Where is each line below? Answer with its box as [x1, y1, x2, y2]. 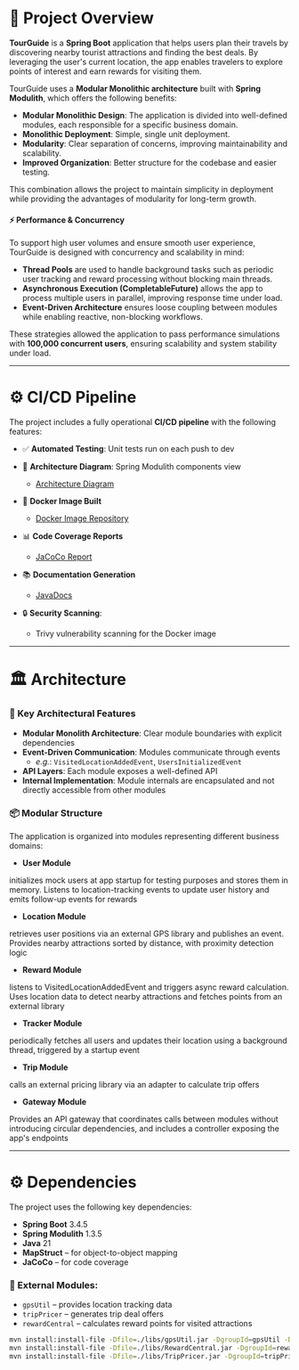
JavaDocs [35, 590, 73, 600]
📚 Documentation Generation [21, 569, 136, 580]
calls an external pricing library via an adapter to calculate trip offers [9, 1079, 260, 1089]
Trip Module [21, 1062, 69, 1072]
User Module [21, 857, 71, 868]
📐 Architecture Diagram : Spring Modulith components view [21, 461, 242, 472]
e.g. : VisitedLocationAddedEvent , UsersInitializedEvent [35, 756, 242, 767]
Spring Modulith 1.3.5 [21, 1228, 102, 1239]
